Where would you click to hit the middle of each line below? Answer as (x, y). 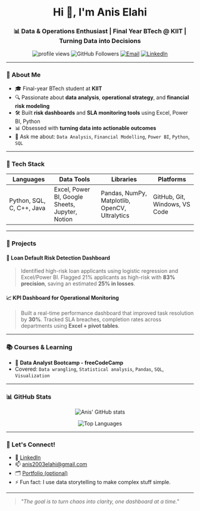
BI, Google (68, 197)
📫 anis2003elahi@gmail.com (51, 464)
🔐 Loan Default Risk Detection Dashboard (58, 258)
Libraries (124, 180)
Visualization (32, 375)
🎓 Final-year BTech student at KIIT (58, 88)
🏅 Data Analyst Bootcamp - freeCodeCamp (69, 362)
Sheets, (65, 204)
